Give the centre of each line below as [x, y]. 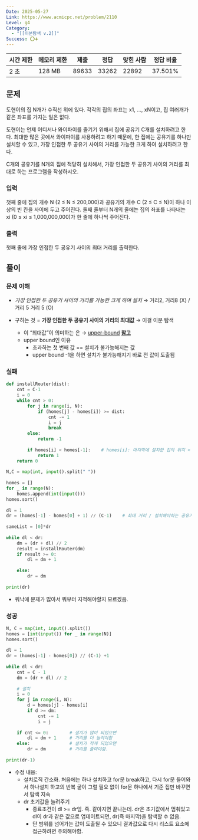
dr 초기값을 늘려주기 [47, 801]
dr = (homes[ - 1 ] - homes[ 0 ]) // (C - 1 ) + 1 [58, 656]
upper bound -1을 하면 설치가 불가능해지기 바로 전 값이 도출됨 [103, 355]
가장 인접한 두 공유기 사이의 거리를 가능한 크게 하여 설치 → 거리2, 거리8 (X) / [102, 300]
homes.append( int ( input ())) [51, 494]
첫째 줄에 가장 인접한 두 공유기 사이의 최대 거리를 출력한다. [73, 248]
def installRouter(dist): [38, 384]
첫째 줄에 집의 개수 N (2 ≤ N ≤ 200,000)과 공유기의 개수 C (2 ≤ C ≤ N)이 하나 [96, 202]
